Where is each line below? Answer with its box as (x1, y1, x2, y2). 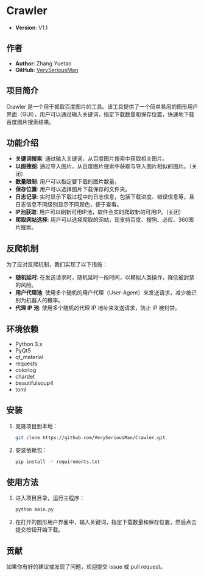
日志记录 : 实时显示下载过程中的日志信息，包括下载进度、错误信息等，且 (15, 193, 195, 200)
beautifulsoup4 (15, 379, 54, 387)
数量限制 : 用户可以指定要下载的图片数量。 (15, 178, 120, 185)
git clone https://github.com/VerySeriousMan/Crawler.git (15, 434, 166, 440)
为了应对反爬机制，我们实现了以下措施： (6, 261, 108, 268)
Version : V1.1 (15, 24, 48, 31)
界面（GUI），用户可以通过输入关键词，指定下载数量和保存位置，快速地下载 (6, 111, 195, 118)
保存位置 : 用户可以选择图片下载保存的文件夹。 (15, 186, 131, 193)
